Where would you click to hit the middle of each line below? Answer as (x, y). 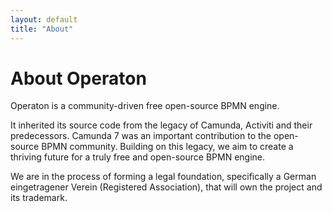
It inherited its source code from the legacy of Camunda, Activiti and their (161, 125)
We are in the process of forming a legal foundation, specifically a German (163, 177)
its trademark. (39, 198)
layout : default (44, 19)
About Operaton (78, 78)
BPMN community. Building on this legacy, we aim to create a (167, 147)
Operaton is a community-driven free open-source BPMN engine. (145, 106)
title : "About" (42, 29)
